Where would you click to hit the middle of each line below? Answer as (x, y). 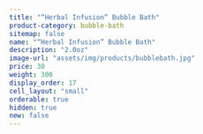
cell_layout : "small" (49, 91)
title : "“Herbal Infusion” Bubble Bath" (85, 17)
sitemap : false (37, 33)
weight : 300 (31, 75)
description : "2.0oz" (49, 50)
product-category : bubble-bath (67, 26)
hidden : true (33, 108)
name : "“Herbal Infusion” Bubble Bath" (83, 42)
